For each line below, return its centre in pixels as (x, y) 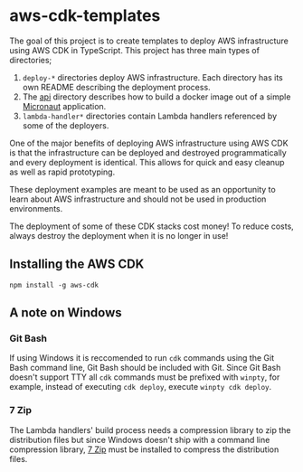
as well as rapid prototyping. (62, 172)
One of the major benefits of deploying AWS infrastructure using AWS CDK (149, 143)
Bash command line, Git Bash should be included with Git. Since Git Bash (145, 368)
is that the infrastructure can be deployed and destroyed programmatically (148, 152)
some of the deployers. (66, 125)
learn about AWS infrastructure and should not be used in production (138, 199)
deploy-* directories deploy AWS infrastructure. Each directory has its (152, 77)
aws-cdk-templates (85, 16)
